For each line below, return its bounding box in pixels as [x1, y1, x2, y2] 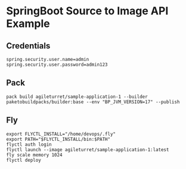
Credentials [6, 41, 51, 51]
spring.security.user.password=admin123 [6, 62, 108, 67]
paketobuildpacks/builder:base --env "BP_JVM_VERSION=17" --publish [6, 99, 180, 105]
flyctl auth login [6, 142, 52, 148]
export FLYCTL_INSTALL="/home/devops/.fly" [6, 131, 116, 137]
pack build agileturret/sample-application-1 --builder [6, 94, 148, 100]
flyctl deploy [6, 157, 42, 163]
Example [6, 17, 50, 30]
